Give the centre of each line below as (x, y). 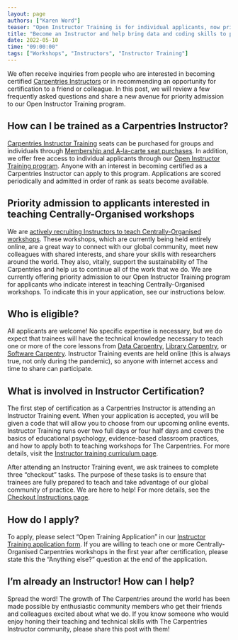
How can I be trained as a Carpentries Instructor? (118, 126)
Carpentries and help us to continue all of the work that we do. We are (110, 269)
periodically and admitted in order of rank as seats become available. (108, 181)
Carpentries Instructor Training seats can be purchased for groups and (110, 143)
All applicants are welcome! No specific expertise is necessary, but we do (115, 331)
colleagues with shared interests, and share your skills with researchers (112, 254)
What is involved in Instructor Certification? (106, 391)
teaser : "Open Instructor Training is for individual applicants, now (114, 27)
